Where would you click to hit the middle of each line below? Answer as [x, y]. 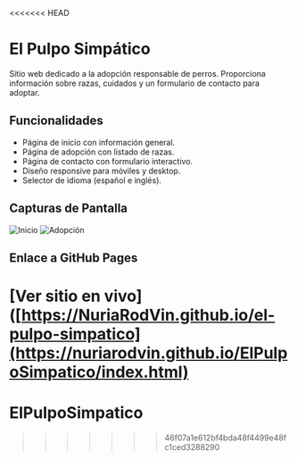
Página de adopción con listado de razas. [98, 152]
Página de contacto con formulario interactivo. [107, 161]
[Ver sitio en [55, 296]
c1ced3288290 [192, 447]
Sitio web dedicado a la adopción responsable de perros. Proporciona [137, 73]
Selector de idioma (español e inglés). [92, 180]
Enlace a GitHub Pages [74, 258]
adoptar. [25, 92]
